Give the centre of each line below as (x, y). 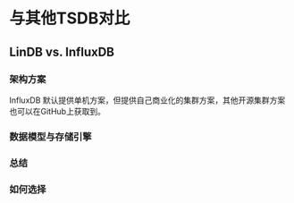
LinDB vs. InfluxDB (62, 51)
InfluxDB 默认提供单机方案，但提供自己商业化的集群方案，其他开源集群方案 (147, 100)
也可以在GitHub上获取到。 (57, 111)
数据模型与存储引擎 (50, 137)
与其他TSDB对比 (70, 18)
